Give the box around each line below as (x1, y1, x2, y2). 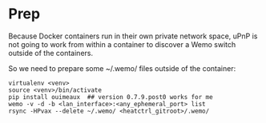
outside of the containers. (8, 48, 94, 58)
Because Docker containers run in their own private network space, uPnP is (8, 31, 258, 41)
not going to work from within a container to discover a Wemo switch (8, 39, 236, 49)
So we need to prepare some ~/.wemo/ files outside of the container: (8, 63, 236, 73)
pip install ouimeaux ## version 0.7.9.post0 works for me (8, 93, 214, 101)
